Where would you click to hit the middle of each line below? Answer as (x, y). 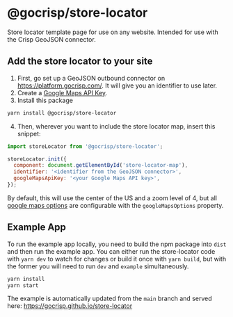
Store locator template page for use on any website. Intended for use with (113, 32)
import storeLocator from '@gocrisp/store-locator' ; (85, 146)
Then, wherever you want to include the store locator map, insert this (116, 126)
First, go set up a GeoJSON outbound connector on (91, 78)
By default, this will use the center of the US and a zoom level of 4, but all (112, 198)
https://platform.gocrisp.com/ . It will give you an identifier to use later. (117, 86)
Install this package (45, 100)
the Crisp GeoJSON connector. (51, 39)
